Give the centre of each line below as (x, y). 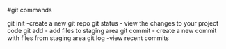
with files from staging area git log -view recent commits (88, 38)
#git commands (30, 10)
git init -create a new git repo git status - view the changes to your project (113, 23)
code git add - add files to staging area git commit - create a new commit (112, 31)
